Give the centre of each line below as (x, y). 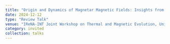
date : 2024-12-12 (24, 15)
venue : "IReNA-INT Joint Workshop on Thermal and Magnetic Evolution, (81, 24)
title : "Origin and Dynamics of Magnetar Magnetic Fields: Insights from (85, 10)
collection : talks (25, 33)
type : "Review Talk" (27, 19)
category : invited (25, 29)
